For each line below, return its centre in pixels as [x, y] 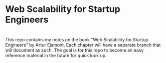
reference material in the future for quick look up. [56, 56]
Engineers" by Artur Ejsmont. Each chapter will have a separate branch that [83, 45]
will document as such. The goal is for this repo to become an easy [74, 50]
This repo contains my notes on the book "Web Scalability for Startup [77, 40]
